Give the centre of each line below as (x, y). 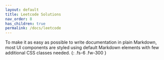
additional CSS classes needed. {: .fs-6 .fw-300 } (56, 53)
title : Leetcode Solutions (33, 14)
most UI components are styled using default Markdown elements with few (82, 48)
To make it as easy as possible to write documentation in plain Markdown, (81, 42)
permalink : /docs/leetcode (33, 28)
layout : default (22, 10)
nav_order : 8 (19, 19)
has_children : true (25, 24)
